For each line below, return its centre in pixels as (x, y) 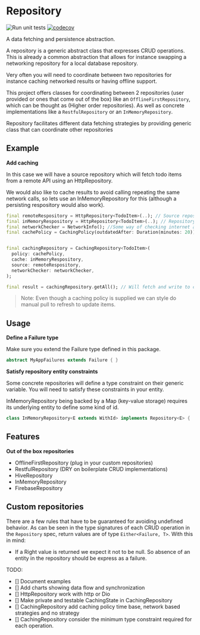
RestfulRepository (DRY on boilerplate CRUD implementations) (91, 469)
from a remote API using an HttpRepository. (60, 181)
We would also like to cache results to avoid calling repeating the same (93, 192)
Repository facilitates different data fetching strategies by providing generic (99, 123)
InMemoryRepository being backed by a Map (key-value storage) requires (97, 401)
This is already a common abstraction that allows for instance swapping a (96, 57)
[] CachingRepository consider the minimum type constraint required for (103, 619)
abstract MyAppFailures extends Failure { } (62, 360)
